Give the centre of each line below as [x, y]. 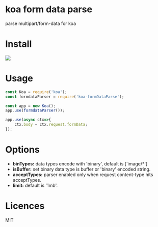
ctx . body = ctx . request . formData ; [51, 125]
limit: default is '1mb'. [35, 185]
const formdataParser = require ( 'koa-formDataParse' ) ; [65, 97]
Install [19, 44]
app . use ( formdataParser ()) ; [35, 110]
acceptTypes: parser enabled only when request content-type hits [83, 175]
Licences [25, 206]
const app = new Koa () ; [31, 106]
